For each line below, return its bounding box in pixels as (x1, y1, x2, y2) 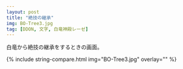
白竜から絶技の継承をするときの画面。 (6, 43, 102, 51)
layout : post (6, 9, 40, 15)
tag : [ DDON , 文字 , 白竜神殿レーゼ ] (6, 26, 88, 32)
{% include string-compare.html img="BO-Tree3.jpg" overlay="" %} (6, 56, 177, 63)
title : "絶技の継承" (6, 15, 54, 21)
